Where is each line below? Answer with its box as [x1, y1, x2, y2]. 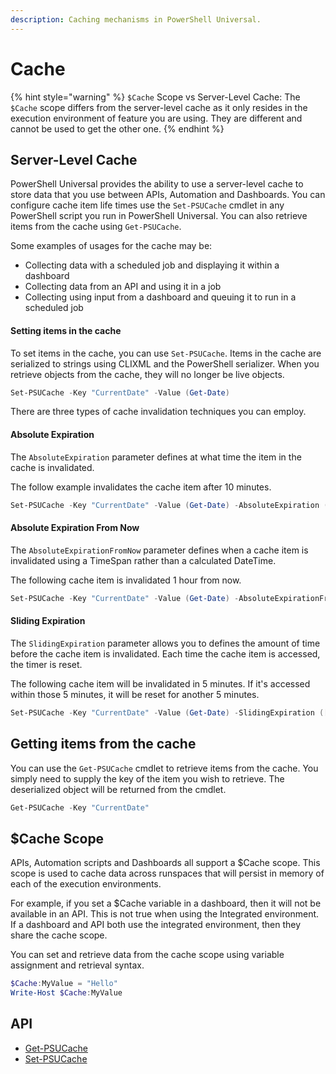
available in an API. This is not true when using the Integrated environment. [10, 908, 320, 920]
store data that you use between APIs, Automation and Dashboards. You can [10, 189, 326, 201]
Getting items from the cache [10, 736, 197, 753]
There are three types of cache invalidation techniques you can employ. [10, 406, 307, 418]
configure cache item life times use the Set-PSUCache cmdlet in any [10, 199, 285, 211]
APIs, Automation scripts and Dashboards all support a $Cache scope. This [10, 857, 321, 869]
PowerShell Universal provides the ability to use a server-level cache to [10, 178, 304, 190]
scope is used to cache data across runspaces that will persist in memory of [10, 867, 325, 880]
